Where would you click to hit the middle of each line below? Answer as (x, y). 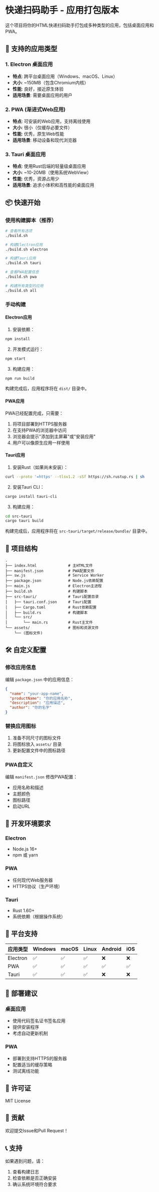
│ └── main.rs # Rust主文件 (49, 623)
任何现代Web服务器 (33, 880)
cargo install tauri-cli (31, 496)
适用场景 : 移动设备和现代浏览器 (44, 140)
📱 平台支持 (21, 934)
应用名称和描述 (28, 787)
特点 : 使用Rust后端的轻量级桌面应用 (49, 166)
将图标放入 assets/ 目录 (37, 744)
